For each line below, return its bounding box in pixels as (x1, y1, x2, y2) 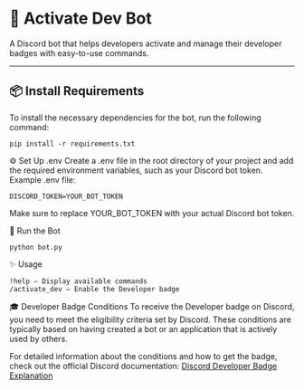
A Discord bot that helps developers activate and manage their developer (9, 38, 282, 49)
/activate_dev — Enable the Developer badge (9, 284, 180, 293)
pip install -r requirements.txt (9, 139, 136, 148)
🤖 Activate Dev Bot (9, 8, 152, 29)
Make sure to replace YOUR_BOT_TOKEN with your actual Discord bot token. (9, 207, 295, 218)
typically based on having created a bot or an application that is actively (9, 323, 278, 334)
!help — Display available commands (9, 276, 147, 286)
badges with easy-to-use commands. (9, 47, 149, 58)
